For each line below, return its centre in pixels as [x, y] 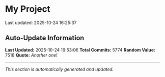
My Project [28, 9]
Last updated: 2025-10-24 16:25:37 [41, 23]
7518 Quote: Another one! [31, 55]
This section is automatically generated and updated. [59, 69]
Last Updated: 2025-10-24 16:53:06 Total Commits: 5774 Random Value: [80, 50]
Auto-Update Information [45, 38]
